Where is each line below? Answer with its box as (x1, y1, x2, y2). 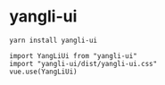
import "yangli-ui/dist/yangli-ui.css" (9, 59, 158, 68)
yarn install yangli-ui (9, 36, 98, 45)
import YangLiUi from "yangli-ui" (9, 51, 138, 60)
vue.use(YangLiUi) (9, 67, 78, 76)
